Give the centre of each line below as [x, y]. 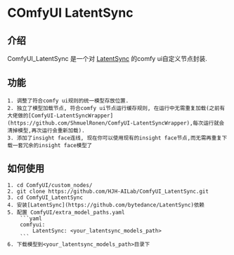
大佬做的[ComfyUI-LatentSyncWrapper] [60, 116]
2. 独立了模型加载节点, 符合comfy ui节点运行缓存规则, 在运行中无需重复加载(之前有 [116, 108]
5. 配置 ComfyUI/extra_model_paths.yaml [66, 212]
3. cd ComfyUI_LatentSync [45, 198]
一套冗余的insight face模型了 [52, 145]
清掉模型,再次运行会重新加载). [46, 130]
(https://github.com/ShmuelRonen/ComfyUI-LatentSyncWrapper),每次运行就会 [116, 123]
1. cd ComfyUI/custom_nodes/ [50, 185]
